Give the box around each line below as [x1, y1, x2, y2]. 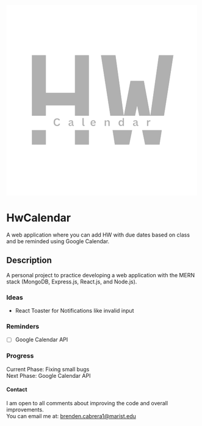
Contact [6, 386, 27, 393]
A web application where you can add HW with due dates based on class [6, 231, 190, 238]
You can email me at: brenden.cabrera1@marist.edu [6, 412, 136, 419]
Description [6, 255, 52, 266]
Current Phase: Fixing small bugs [6, 365, 90, 373]
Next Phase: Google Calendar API [6, 372, 91, 379]
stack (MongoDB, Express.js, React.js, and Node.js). [6, 278, 137, 285]
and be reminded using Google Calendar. [6, 237, 110, 245]
